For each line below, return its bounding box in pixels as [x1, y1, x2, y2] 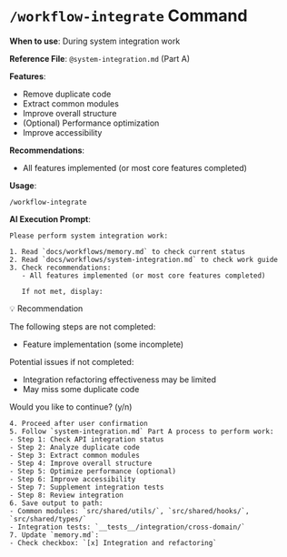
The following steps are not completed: [9, 320, 156, 332]
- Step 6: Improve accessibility [9, 474, 136, 483]
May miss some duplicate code [22, 383, 140, 394]
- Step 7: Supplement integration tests [9, 482, 165, 491]
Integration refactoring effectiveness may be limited [22, 374, 216, 385]
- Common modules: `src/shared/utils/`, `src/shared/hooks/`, [9, 506, 250, 515]
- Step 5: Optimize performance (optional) [9, 466, 177, 476]
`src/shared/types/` [9, 514, 88, 523]
